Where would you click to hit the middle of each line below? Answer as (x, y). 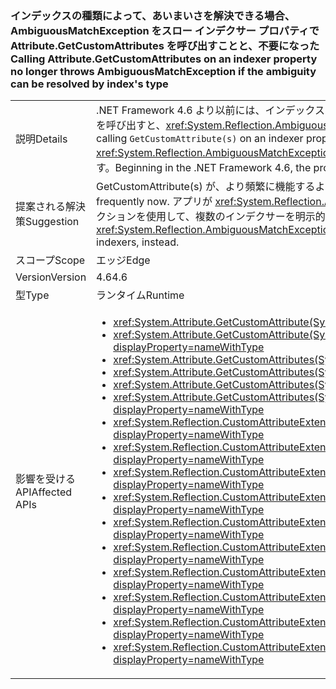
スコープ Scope (50, 260)
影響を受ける (46, 479)
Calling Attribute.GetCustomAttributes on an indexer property (164, 59)
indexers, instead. (138, 242)
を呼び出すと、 (131, 125)
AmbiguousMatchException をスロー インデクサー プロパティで (165, 30)
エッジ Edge (123, 260)
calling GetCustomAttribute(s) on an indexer (200, 139)
